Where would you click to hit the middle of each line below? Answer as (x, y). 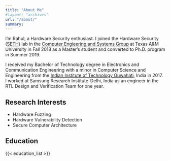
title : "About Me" (25, 10)
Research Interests (36, 102)
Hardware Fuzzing (32, 114)
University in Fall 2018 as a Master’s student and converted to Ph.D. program (85, 49)
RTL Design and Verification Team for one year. (55, 86)
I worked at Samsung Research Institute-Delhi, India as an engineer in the (82, 81)
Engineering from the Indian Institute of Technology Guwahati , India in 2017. (84, 75)
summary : (14, 24)
